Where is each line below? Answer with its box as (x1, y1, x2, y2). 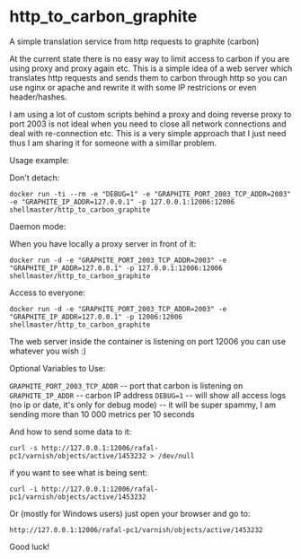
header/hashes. (9, 92, 67, 102)
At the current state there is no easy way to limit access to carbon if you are (9, 53, 290, 64)
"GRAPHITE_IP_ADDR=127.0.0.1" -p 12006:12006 (9, 312, 182, 321)
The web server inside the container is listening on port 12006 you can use (9, 336, 286, 346)
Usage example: (9, 154, 70, 165)
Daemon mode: (9, 221, 66, 231)
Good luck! (9, 541, 50, 552)
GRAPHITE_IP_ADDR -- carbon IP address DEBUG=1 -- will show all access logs (9, 389, 287, 400)
